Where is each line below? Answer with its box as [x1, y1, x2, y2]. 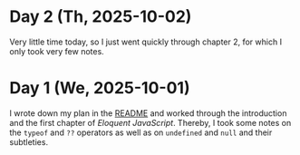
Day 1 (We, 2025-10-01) [9, 78, 190, 99]
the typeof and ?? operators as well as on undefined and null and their [9, 127, 273, 138]
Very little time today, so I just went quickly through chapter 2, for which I [9, 36, 283, 47]
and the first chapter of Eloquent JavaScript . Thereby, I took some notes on [9, 117, 292, 128]
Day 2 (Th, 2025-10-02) [9, 6, 192, 27]
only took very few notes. [9, 45, 104, 56]
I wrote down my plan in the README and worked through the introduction [9, 107, 287, 119]
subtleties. [9, 136, 48, 147]
